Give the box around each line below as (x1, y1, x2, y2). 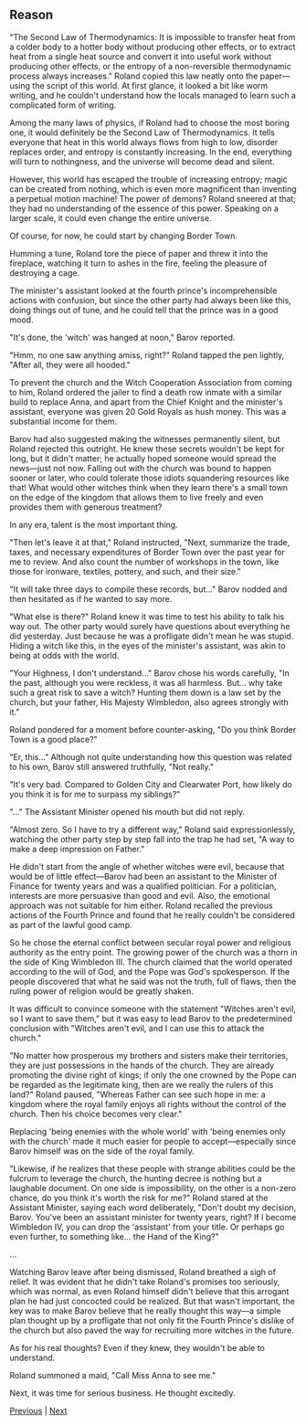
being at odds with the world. (9, 649, 120, 660)
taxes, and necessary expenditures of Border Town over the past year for (9, 546, 286, 557)
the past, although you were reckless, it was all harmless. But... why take (9, 677, 283, 688)
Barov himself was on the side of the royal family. (9, 1145, 195, 1156)
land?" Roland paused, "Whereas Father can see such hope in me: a (9, 1089, 267, 1100)
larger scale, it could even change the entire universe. (9, 212, 212, 223)
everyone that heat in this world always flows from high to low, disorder (9, 136, 279, 147)
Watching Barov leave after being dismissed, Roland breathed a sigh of (9, 1266, 277, 1277)
